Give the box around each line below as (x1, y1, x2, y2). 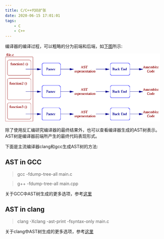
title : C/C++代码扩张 (5, 8, 47, 13)
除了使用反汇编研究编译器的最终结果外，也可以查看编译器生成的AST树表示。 (5, 127, 160, 133)
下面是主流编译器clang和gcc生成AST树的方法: (5, 143, 98, 149)
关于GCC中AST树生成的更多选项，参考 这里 (5, 190, 92, 196)
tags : (5, 18, 16, 23)
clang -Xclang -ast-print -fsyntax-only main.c (17, 218, 109, 224)
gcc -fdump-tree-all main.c (17, 171, 73, 177)
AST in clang (5, 205, 45, 213)
